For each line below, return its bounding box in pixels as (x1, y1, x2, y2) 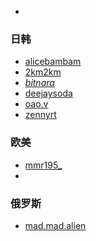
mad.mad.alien (24, 219, 87, 231)
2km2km (24, 66, 62, 78)
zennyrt (24, 109, 57, 121)
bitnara (24, 77, 55, 89)
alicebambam (24, 56, 82, 68)
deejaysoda (24, 87, 73, 100)
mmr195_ (24, 159, 63, 171)
